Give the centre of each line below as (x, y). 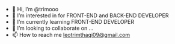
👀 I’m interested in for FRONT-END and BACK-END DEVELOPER (90, 15)
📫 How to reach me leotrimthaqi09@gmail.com (71, 35)
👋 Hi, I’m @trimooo (35, 9)
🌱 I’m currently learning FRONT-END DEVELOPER (73, 22)
